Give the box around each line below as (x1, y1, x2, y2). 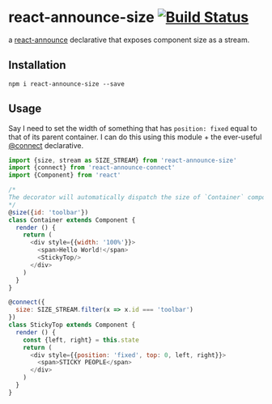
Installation (8, 58, 66, 72)
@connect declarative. (8, 140, 84, 150)
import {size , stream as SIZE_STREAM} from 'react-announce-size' (8, 156, 237, 164)
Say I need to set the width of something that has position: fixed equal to (8, 123, 257, 133)
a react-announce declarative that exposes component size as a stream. (8, 35, 250, 45)
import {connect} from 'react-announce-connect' (8, 164, 176, 172)
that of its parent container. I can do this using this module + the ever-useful (8, 132, 262, 142)
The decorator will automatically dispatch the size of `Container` (8, 193, 244, 202)
